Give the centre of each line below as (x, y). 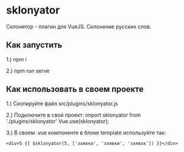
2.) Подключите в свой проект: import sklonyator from (73, 115)
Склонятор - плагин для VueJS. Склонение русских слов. (79, 27)
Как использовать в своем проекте (75, 89)
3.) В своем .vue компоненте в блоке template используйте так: (86, 133)
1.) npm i (17, 59)
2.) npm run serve (28, 71)
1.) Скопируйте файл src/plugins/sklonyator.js (62, 103)
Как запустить (34, 45)
